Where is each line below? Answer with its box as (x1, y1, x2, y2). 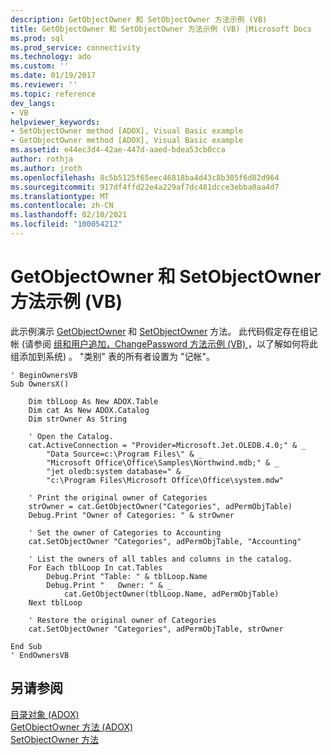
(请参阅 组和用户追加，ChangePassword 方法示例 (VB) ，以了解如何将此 (21, 337, 319, 350)
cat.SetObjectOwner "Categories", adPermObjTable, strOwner (28, 624, 284, 634)
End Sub (10, 641, 43, 651)
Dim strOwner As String (28, 414, 128, 424)
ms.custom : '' (10, 61, 70, 71)
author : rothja (10, 154, 74, 164)
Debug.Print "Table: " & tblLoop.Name (46, 571, 208, 581)
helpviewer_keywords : (10, 117, 101, 127)
